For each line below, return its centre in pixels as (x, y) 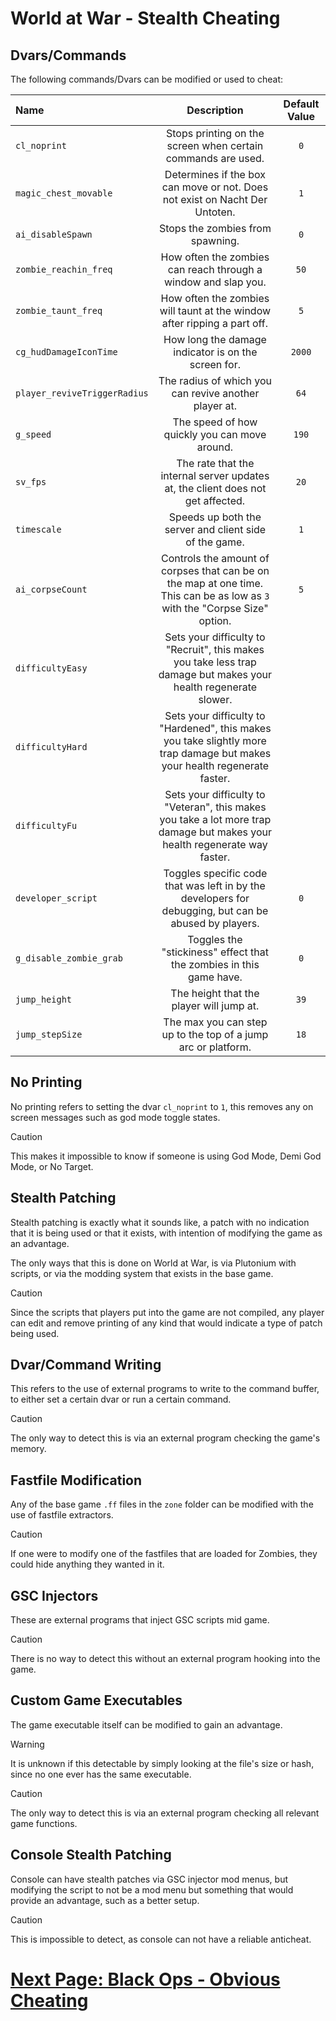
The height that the (215, 993)
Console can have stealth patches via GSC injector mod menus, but (149, 1879)
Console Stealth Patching (91, 1855)
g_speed (33, 434)
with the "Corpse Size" (215, 608)
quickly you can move (215, 434)
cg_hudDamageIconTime (66, 352)
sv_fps (31, 482)
